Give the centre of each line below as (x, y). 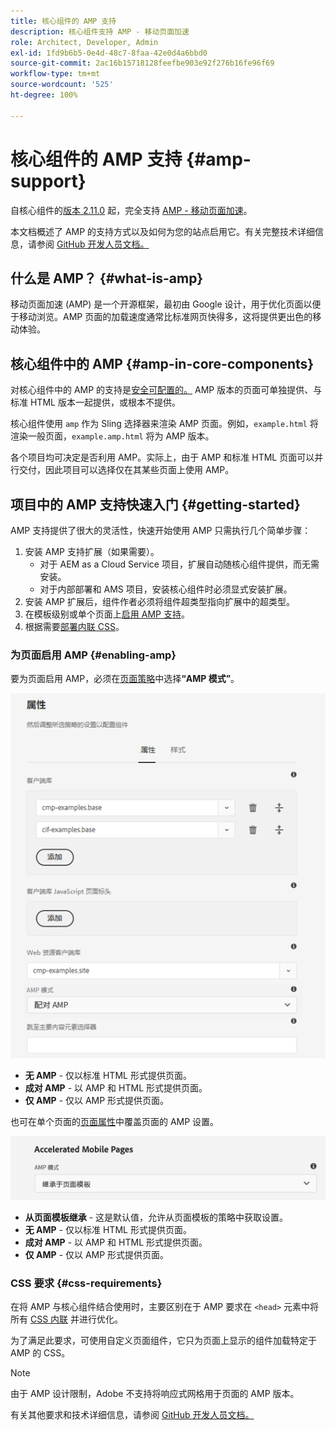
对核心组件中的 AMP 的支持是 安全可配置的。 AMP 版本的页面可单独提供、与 (166, 390)
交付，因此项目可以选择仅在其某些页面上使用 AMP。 (126, 470)
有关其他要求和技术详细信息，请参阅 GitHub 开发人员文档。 (132, 1415)
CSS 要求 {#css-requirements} (86, 1283)
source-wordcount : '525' (62, 85)
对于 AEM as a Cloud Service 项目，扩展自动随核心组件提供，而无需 (179, 564)
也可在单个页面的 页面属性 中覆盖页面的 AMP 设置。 (115, 1121)
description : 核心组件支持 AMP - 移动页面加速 (100, 31)
